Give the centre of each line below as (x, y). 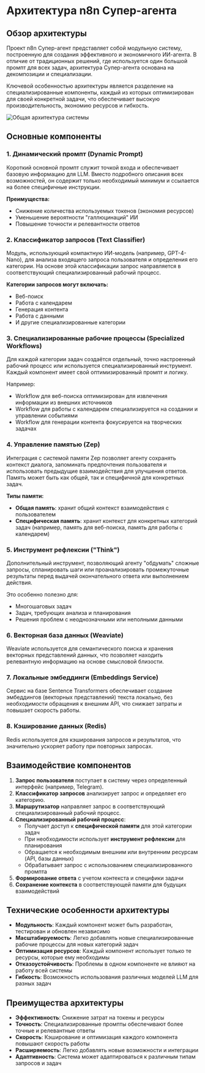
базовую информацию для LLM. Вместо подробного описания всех (95, 174)
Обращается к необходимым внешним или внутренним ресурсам (111, 852)
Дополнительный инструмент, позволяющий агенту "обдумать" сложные (103, 563)
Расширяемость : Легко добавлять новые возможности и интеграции (107, 1050)
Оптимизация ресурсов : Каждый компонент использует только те (103, 951)
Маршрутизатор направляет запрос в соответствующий (90, 806)
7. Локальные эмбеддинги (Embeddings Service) (83, 678)
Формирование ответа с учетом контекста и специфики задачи (99, 878)
